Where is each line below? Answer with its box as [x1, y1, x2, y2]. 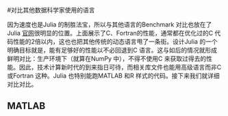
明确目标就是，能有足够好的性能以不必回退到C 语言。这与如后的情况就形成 [7, 46, 218, 54]
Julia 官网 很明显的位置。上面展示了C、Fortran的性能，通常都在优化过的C [7, 29, 214, 37]
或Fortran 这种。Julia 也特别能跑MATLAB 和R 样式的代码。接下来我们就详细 [7, 72, 220, 80]
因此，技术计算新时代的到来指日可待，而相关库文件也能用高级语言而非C [18, 63, 222, 71]
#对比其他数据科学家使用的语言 [7, 6, 95, 14]
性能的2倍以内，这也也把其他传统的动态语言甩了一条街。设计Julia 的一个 [12, 38, 218, 46]
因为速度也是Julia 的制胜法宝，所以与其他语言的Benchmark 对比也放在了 [7, 20, 212, 29]
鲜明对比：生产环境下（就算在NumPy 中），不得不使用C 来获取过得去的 [7, 55, 207, 63]
